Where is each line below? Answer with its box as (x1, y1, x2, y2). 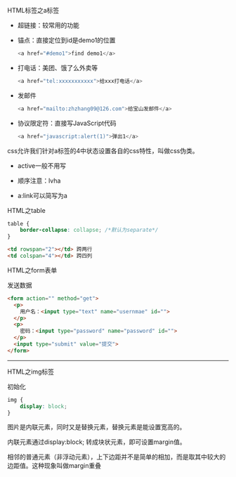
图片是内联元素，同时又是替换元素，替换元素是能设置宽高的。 (7, 423, 186, 431)
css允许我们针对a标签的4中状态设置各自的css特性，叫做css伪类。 (7, 146, 199, 155)
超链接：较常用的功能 (17, 21, 79, 30)
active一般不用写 (17, 161, 67, 170)
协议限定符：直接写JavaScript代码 (17, 119, 117, 127)
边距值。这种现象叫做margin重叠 (7, 462, 102, 470)
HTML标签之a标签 (7, 6, 60, 14)
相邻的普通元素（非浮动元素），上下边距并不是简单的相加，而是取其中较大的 (7, 452, 226, 462)
